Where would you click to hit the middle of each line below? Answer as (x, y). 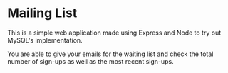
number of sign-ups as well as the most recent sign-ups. (91, 61)
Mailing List (42, 13)
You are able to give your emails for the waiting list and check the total (110, 54)
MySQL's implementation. (45, 40)
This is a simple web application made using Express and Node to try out (114, 33)
